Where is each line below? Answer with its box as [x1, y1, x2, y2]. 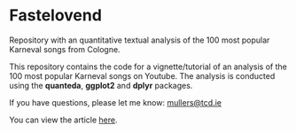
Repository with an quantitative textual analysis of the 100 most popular [9, 35, 270, 45]
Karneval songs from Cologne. [9, 43, 121, 54]
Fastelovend [9, 5, 102, 26]
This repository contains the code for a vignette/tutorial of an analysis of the [9, 61, 288, 72]
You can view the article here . [9, 114, 118, 125]
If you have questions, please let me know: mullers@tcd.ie [9, 97, 222, 107]
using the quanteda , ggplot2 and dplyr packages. [9, 80, 193, 90]
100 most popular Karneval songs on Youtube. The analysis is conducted [9, 70, 276, 81]
